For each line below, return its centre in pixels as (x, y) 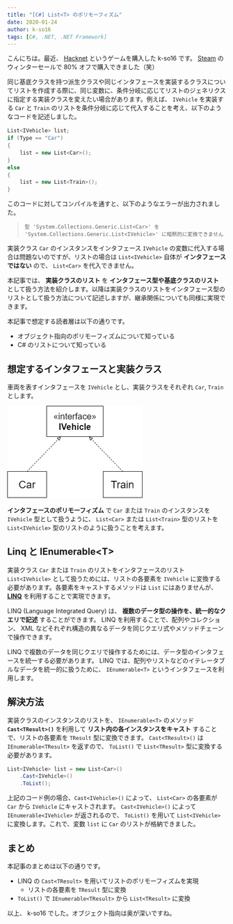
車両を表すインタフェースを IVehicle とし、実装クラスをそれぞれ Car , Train (115, 387)
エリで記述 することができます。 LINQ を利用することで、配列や (99, 619)
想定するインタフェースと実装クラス (85, 369)
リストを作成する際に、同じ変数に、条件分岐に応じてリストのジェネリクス (119, 91)
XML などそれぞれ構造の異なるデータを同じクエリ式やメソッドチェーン (122, 628)
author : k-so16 (29, 29)
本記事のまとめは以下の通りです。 (56, 866)
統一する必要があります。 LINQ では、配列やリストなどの (107, 660)
